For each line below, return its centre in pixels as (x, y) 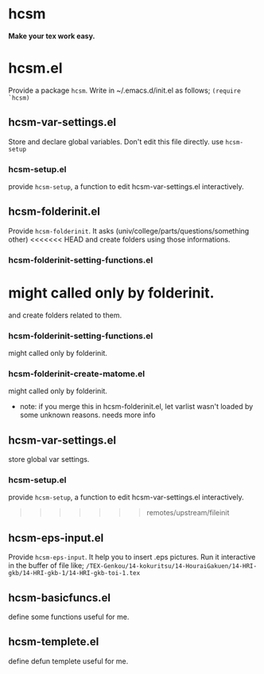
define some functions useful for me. (69, 617)
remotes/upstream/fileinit (188, 513)
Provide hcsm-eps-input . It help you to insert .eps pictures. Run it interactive (132, 557)
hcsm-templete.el (54, 642)
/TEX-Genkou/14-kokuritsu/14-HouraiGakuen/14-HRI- (171, 566)
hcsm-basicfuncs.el (60, 598)
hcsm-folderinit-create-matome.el (77, 373)
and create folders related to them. (65, 315)
